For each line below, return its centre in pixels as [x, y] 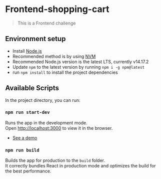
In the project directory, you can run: [43, 100]
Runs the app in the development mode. [46, 123]
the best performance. [28, 171]
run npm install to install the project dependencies [65, 72]
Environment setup [35, 39]
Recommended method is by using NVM [54, 56]
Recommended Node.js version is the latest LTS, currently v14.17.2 [80, 62]
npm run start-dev [27, 112]
